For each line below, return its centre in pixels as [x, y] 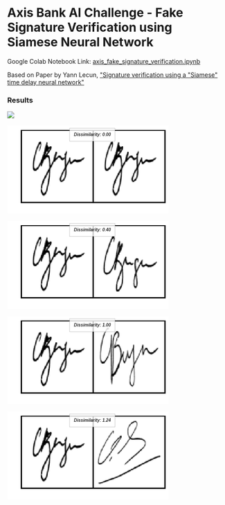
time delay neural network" [46, 82]
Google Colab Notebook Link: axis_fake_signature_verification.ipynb [104, 61]
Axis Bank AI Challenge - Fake [95, 13]
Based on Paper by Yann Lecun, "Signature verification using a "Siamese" [112, 75]
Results [20, 100]
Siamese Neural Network [80, 42]
